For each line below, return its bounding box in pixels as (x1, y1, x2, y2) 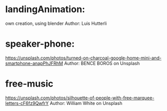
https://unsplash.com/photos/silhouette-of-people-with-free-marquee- (5, 95, 155, 101)
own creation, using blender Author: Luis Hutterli (5, 20, 107, 26)
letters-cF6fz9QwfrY (5, 100, 49, 106)
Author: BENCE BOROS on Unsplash (64, 60, 140, 66)
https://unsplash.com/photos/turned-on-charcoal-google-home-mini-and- (5, 55, 161, 61)
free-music (5, 78, 54, 90)
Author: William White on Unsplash (50, 100, 123, 106)
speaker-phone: (5, 38, 75, 50)
